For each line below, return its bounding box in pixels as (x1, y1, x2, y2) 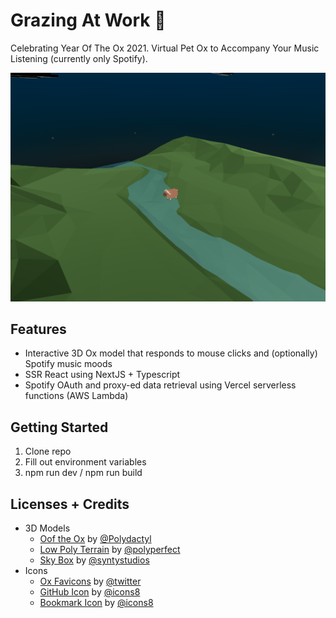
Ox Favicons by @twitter (39, 575, 142, 588)
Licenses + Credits (10, 495, 130, 513)
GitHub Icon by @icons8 (39, 586, 141, 598)
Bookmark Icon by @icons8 (39, 597, 154, 609)
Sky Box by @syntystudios (39, 554, 150, 566)
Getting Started (10, 419, 109, 436)
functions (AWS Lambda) (24, 390, 129, 402)
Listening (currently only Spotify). (10, 52, 148, 64)
